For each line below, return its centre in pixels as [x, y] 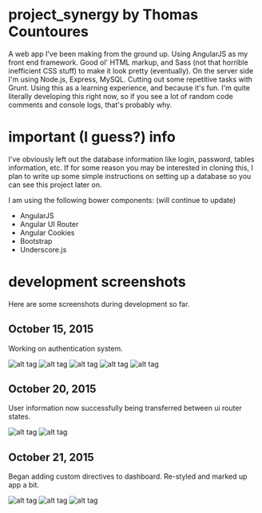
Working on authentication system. [65, 348]
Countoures [49, 32]
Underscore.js [43, 249]
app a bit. [24, 485]
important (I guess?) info [92, 137]
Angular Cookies [47, 233]
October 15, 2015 [51, 329]
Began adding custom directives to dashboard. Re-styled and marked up [128, 476]
